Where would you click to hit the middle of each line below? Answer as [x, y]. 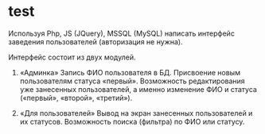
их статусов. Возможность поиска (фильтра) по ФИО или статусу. [132, 121]
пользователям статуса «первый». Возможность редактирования [132, 81]
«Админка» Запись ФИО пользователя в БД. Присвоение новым [130, 72]
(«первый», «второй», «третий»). [76, 98]
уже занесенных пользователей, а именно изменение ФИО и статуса [138, 89]
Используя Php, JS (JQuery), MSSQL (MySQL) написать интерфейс [121, 33]
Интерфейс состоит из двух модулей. [72, 57]
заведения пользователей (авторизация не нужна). [95, 41]
